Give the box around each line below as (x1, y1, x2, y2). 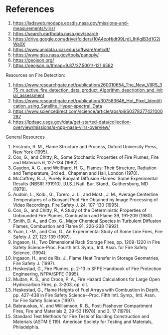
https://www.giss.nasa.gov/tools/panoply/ (12, 51, 99, 58)
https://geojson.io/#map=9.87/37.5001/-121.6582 (12, 62, 114, 68)
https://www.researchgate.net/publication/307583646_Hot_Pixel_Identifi (12, 97, 162, 103)
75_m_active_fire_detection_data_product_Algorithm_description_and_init (12, 87, 163, 93)
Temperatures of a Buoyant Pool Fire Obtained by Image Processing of (12, 196, 159, 203)
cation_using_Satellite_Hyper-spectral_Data (12, 103, 102, 109)
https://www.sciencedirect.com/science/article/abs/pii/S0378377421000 (12, 108, 163, 114)
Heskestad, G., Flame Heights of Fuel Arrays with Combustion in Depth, (12, 287, 160, 293)
